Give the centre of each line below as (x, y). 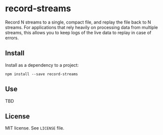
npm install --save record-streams (42, 74)
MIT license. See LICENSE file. (35, 128)
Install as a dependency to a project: (42, 65)
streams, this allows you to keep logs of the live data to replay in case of (78, 32)
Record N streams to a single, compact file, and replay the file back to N (78, 22)
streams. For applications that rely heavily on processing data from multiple (81, 27)
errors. (12, 38)
